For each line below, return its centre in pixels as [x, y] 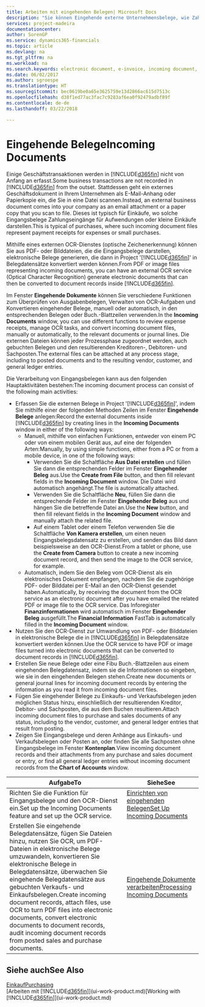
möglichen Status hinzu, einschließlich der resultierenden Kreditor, [99, 703]
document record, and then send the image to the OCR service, [113, 560]
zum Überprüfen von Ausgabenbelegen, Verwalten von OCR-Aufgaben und [101, 302]
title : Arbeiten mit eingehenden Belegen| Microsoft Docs [81, 12]
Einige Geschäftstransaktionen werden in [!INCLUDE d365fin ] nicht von [95, 174]
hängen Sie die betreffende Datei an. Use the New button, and [111, 508]
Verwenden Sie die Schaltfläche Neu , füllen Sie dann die [104, 495]
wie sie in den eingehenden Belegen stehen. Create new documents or [103, 677]
